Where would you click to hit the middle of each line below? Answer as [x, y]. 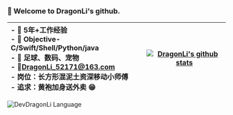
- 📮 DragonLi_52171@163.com [63, 67]
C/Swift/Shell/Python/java [55, 48]
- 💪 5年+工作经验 [39, 30]
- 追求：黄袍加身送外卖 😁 [53, 87]
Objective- [42, 39]
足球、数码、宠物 [51, 58]
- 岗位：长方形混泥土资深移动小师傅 [69, 77]
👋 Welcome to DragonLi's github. [64, 11]
